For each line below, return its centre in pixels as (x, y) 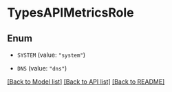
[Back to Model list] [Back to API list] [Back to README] (86, 82)
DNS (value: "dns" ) (42, 68)
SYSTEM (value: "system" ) (51, 55)
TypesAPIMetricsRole (71, 13)
